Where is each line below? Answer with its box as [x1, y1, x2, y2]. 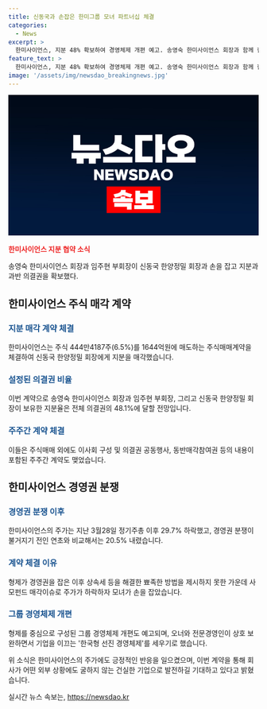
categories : [8, 21, 48, 29]
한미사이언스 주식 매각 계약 [8, 296, 131, 310]
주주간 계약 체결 [8, 425, 65, 436]
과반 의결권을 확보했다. [8, 271, 79, 281]
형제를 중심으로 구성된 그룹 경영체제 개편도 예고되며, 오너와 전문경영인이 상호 [8, 628, 246, 637]
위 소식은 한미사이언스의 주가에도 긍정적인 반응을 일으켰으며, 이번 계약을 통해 [8, 655, 246, 664]
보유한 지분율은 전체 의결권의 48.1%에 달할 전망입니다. [22, 404, 192, 413]
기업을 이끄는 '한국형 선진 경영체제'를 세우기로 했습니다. [35, 638, 208, 648]
